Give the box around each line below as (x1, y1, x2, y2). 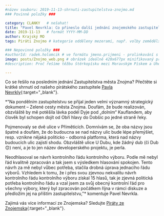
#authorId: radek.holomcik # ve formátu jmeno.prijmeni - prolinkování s (5, 52, 159, 57)
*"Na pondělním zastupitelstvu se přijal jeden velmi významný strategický (5, 99, 153, 105)
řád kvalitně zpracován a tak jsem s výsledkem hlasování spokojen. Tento (5, 160, 153, 166)
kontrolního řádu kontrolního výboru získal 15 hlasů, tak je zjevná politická (5, 175, 153, 181)
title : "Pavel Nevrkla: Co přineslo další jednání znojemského (5, 25, 137, 30)
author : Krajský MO (5, 34, 45, 39)
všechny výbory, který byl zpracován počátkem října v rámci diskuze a (5, 186, 147, 192)
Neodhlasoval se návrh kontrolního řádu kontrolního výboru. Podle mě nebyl (5, 154, 158, 160)
